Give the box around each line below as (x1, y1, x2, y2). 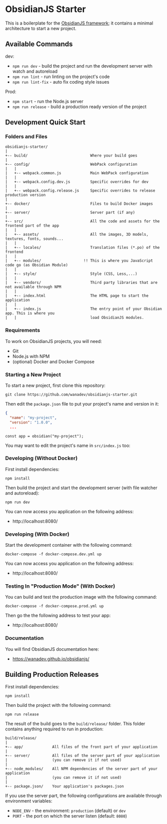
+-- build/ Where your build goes (5, 153, 137, 158)
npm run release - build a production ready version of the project (12, 104, 146, 110)
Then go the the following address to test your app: (5, 612, 111, 619)
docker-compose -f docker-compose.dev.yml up (5, 552, 101, 557)
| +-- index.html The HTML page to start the (5, 293, 149, 298)
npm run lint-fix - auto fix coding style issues (12, 79, 109, 85)
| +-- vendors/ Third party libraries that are (5, 280, 157, 285)
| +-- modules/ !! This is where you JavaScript (5, 258, 153, 263)
